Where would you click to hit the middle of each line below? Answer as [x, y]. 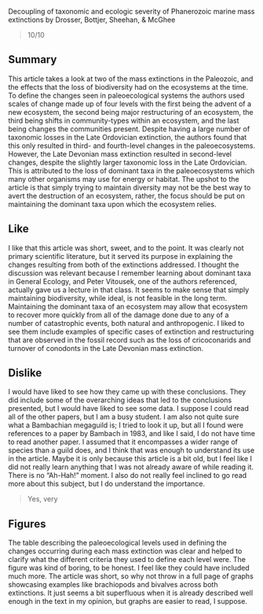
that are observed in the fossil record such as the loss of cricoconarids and [130, 340]
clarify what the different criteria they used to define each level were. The [127, 560]
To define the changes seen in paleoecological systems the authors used [126, 95]
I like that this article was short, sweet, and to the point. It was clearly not [126, 248]
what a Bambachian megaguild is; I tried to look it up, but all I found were [126, 425]
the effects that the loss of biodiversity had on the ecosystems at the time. [128, 87]
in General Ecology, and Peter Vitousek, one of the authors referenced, [122, 281]
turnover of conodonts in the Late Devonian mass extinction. [106, 348]
